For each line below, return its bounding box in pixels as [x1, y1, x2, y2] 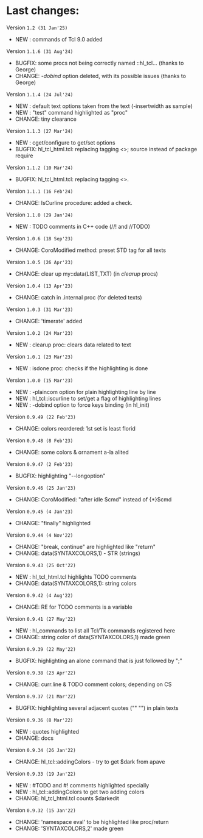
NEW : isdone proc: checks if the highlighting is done [15, 364, 148, 372]
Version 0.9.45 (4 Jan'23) [6, 507, 74, 515]
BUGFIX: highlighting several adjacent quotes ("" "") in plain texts [15, 704, 179, 711]
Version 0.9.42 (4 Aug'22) [6, 591, 74, 598]
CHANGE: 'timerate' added [15, 317, 83, 324]
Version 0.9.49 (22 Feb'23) [6, 413, 76, 420]
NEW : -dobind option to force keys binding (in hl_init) [15, 401, 150, 409]
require [15, 152, 33, 159]
